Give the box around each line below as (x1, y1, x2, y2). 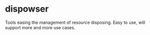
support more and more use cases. (5, 24, 75, 30)
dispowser (5, 3, 49, 15)
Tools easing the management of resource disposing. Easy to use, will (5, 19, 145, 25)
